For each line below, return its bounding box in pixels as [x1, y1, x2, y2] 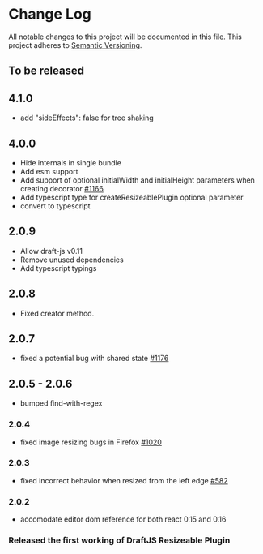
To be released [8, 64, 85, 78]
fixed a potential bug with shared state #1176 [19, 354, 169, 363]
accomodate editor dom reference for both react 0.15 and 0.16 [19, 514, 227, 524]
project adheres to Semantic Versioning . [8, 40, 142, 49]
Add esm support [19, 166, 78, 176]
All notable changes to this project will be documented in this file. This [8, 32, 243, 41]
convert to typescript [19, 200, 91, 211]
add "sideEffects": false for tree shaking [19, 113, 154, 122]
